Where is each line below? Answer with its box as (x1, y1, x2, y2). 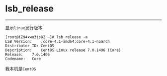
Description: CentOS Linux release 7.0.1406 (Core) (5, 48, 121, 53)
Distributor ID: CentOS (5, 43, 55, 48)
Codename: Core (5, 56, 41, 61)
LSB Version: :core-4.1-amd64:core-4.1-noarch (5, 39, 110, 44)
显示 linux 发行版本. (5, 24, 44, 30)
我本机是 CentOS (5, 66, 36, 72)
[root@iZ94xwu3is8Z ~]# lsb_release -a (5, 34, 88, 40)
